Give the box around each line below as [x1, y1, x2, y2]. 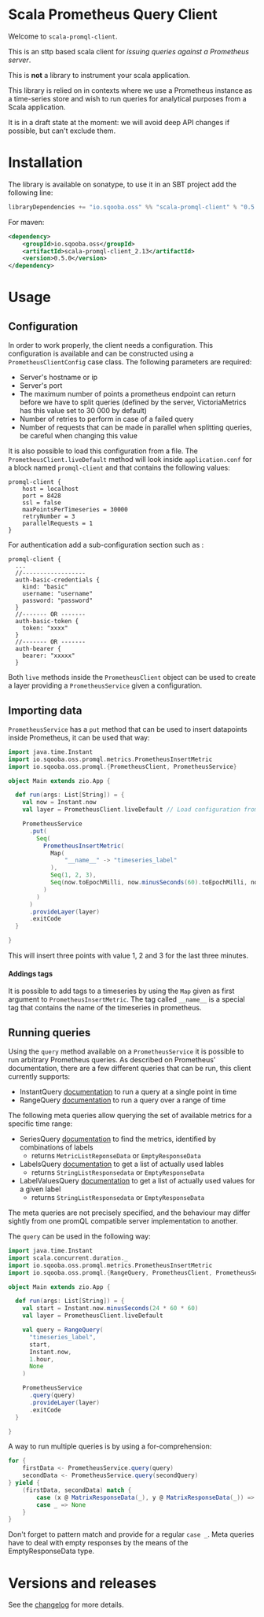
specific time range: [8, 1119, 73, 1128]
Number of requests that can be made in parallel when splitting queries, [19, 423, 252, 432]
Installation [8, 153, 83, 172]
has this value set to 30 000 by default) [19, 406, 148, 415]
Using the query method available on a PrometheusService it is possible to [8, 1047, 244, 1056]
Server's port [19, 381, 63, 390]
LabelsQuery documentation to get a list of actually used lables [19, 1159, 224, 1169]
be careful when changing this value [19, 431, 137, 441]
